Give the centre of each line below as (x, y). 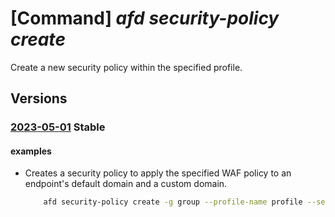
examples (31, 151)
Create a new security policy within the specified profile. (126, 67)
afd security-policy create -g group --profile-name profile (173, 202)
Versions (39, 98)
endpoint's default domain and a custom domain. (126, 184)
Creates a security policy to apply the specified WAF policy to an (158, 173)
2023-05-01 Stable (58, 127)
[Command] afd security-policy (145, 18)
